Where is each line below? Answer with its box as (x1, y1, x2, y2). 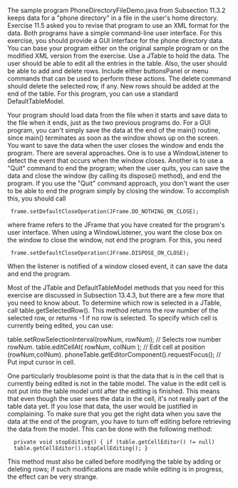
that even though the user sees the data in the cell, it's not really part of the (7, 395, 229, 402)
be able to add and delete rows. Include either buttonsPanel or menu (7, 67, 209, 75)
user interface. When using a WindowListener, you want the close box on (7, 228, 222, 236)
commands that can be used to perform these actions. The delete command (7, 74, 232, 83)
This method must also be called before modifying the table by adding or (7, 457, 222, 466)
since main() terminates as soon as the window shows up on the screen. (7, 133, 219, 142)
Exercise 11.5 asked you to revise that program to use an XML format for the (7, 21, 229, 29)
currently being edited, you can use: (7, 321, 114, 330)
